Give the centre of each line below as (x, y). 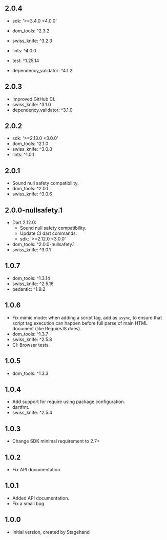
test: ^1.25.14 (26, 61)
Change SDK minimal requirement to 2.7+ (56, 441)
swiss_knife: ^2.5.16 (33, 284)
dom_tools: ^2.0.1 (30, 189)
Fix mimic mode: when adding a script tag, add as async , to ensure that (87, 317)
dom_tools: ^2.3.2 (31, 31)
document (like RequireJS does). (47, 328)
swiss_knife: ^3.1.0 (32, 104)
